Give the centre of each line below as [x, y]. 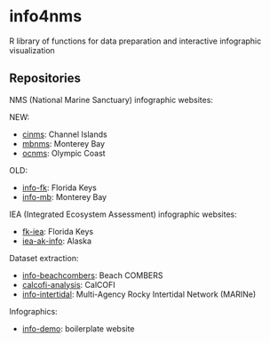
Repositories [45, 79]
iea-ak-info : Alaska [56, 241]
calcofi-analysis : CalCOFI [68, 284]
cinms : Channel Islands [65, 134]
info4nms [46, 16]
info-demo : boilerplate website [78, 328]
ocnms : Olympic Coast [64, 153]
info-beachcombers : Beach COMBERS [92, 275]
